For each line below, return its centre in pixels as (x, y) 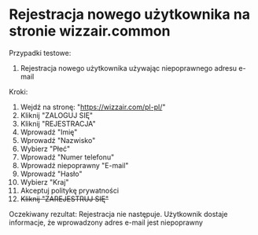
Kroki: (18, 91)
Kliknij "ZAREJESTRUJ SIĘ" (64, 199)
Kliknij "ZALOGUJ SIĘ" (57, 115)
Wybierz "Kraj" (44, 182)
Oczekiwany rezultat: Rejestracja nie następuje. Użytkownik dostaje (118, 214)
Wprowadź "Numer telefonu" (67, 157)
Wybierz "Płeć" (45, 149)
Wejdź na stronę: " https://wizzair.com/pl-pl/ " (93, 107)
